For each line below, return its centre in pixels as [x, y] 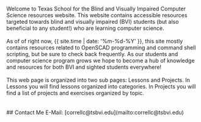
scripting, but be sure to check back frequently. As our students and [92, 54]
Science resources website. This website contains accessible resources [97, 15]
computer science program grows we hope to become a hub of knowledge [100, 60]
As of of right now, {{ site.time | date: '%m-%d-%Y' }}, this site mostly [95, 41]
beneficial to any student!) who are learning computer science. [86, 28]
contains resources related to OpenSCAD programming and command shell [101, 48]
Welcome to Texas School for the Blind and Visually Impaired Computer [96, 9]
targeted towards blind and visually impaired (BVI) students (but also [93, 22]
